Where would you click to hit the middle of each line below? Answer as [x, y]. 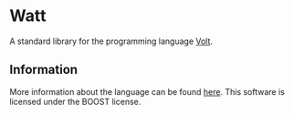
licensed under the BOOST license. [75, 101]
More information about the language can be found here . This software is [147, 91]
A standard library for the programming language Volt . [111, 41]
